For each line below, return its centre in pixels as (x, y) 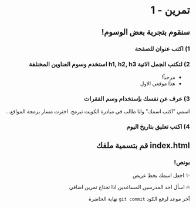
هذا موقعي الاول (158, 83)
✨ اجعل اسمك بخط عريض (161, 175)
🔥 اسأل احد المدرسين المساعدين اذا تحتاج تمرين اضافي (129, 187)
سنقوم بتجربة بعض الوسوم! (146, 32)
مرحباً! (168, 77)
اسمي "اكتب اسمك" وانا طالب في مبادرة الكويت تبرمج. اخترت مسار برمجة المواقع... (98, 112)
